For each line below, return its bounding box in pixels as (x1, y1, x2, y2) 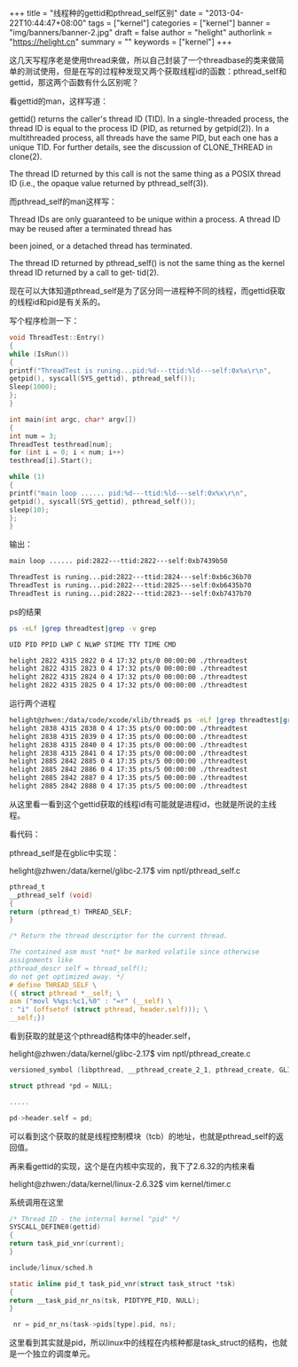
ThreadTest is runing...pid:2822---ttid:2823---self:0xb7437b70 (9, 589, 252, 598)
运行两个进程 (9, 698, 56, 708)
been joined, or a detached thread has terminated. (9, 240, 192, 251)
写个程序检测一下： (9, 316, 80, 326)
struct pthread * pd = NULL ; (9, 1081, 114, 1090)
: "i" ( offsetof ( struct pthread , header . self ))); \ (9, 1005, 208, 1014)
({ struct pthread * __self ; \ (9, 988, 122, 998)
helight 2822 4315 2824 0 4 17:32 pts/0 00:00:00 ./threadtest (9, 672, 248, 681)
